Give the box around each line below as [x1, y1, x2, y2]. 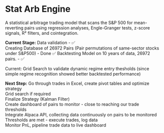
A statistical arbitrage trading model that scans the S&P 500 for [5, 20, 133, 26]
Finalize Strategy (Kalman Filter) [5, 96, 70, 102]
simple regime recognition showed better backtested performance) [5, 71, 141, 77]
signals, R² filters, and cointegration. [5, 30, 79, 36]
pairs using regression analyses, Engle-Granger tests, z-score [24, 25, 150, 30]
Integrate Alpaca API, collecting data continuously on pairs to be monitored [5, 111, 157, 117]
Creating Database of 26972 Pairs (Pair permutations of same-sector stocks [5, 45, 160, 51]
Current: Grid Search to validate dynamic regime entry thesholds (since [5, 65, 150, 72]
